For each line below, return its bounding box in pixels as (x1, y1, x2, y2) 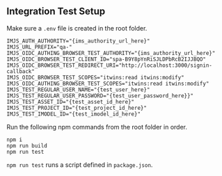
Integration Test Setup (6, 6, 106, 17)
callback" (6, 67, 35, 75)
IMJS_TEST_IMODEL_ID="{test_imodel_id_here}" (6, 111, 141, 118)
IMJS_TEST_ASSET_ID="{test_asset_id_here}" (6, 98, 135, 105)
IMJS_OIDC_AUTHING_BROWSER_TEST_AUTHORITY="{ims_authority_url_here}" (6, 49, 216, 56)
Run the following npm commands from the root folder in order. (6, 122, 187, 131)
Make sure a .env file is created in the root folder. (6, 24, 148, 32)
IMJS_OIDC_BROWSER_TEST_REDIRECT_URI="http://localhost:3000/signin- (6, 62, 213, 69)
